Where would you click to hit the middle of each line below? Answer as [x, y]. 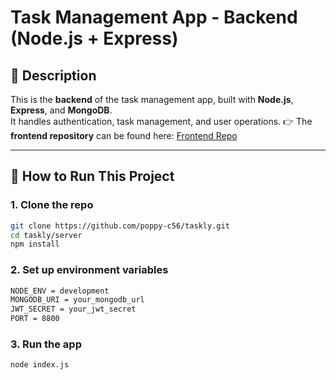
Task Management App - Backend [154, 17]
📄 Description [53, 75]
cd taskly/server [46, 235]
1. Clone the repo [52, 205]
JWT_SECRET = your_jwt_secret [73, 309]
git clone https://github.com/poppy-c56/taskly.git [120, 226]
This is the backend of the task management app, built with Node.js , [152, 99]
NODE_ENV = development [60, 291]
